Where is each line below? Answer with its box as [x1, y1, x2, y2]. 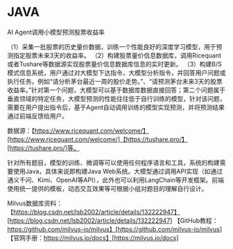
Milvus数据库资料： [7, 199, 63, 207]
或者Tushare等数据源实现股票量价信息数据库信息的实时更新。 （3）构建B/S [7, 59, 222, 68]
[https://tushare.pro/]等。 [7, 143, 80, 152]
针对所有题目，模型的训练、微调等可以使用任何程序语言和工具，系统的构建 [7, 158, 220, 167]
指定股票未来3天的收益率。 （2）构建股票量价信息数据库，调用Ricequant [12, 51, 222, 59]
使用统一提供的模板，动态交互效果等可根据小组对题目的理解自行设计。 [7, 184, 208, 192]
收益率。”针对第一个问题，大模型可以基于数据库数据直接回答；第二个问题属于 [7, 86, 226, 94]
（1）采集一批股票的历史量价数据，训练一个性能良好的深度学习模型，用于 [7, 42, 216, 50]
